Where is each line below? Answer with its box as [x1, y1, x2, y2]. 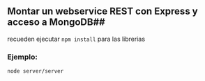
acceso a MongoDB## [7, 17, 106, 28]
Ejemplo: [7, 52, 38, 62]
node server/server [7, 68, 64, 75]
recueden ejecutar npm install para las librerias [7, 35, 145, 43]
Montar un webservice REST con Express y [7, 6, 199, 17]
